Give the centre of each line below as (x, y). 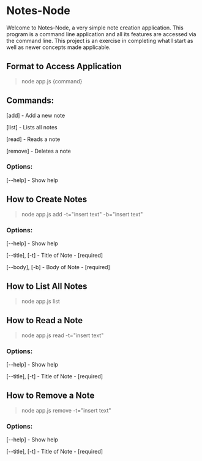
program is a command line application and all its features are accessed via (101, 34)
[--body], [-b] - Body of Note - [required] (58, 267)
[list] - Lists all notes (32, 127)
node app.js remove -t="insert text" (66, 410)
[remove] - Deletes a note (39, 151)
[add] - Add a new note (36, 115)
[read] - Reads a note (33, 139)
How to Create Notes (47, 200)
